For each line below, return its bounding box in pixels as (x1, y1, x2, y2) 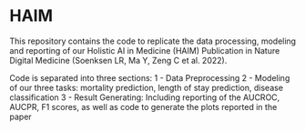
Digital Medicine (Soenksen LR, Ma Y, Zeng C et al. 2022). (9, 55, 228, 65)
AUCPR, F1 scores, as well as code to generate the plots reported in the (9, 101, 278, 112)
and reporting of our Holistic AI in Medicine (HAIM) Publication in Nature (9, 45, 280, 55)
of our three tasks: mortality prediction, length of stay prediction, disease (9, 82, 284, 93)
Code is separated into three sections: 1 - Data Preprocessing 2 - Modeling (9, 72, 290, 83)
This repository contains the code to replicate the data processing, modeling (9, 35, 297, 46)
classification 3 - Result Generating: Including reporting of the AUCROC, (9, 92, 280, 103)
